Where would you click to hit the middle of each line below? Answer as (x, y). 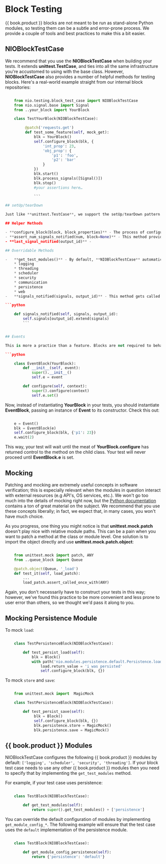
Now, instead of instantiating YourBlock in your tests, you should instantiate (82, 405)
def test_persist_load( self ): (54, 652)
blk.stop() (45, 183)
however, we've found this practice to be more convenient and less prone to (83, 597)
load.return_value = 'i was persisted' (81, 666)
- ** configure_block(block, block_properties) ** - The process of (75, 232)
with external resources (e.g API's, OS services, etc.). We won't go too (77, 495)
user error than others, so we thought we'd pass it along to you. (70, 602)
